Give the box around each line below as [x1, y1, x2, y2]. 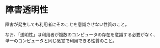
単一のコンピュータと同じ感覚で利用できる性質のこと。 [5, 37, 117, 44]
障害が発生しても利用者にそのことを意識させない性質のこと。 [5, 21, 130, 27]
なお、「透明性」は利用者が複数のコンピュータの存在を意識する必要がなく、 [5, 32, 158, 37]
